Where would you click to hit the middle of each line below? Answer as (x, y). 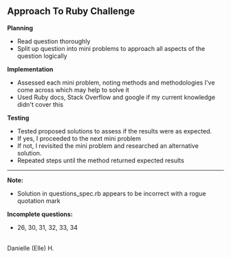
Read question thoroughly (54, 41)
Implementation (30, 69)
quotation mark (38, 201)
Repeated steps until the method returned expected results (100, 160)
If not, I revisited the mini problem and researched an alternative (108, 146)
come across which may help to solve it (73, 89)
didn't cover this (40, 104)
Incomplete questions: (40, 214)
